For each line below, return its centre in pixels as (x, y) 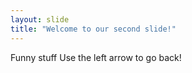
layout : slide (40, 19)
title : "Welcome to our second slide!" (93, 29)
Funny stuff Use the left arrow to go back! (96, 57)
